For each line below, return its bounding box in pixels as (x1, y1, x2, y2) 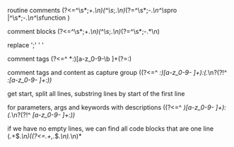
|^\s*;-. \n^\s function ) (7, 13, 71, 22)
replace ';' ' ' (7, 41, 45, 49)
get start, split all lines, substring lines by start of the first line (7, 90, 185, 98)
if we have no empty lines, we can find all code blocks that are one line (7, 124, 214, 133)
